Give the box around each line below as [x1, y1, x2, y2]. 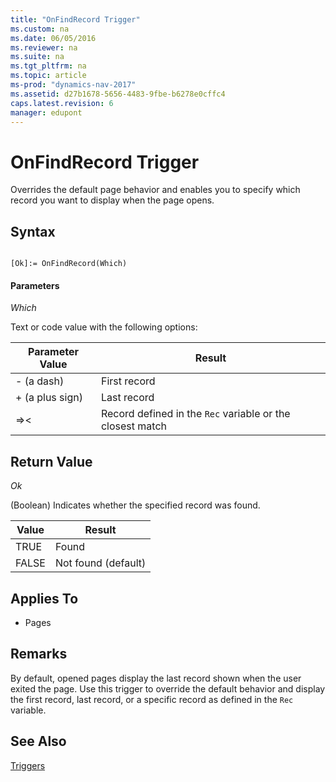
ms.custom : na [10, 24, 70, 34]
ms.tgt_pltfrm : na [10, 61, 87, 71]
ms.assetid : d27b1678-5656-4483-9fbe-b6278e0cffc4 [10, 89, 226, 99]
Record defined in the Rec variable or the [100, 407, 291, 421]
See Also [10, 733, 67, 750]
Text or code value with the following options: [10, 321, 198, 333]
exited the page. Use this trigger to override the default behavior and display [10, 682, 326, 695]
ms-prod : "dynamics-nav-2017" [10, 80, 137, 90]
